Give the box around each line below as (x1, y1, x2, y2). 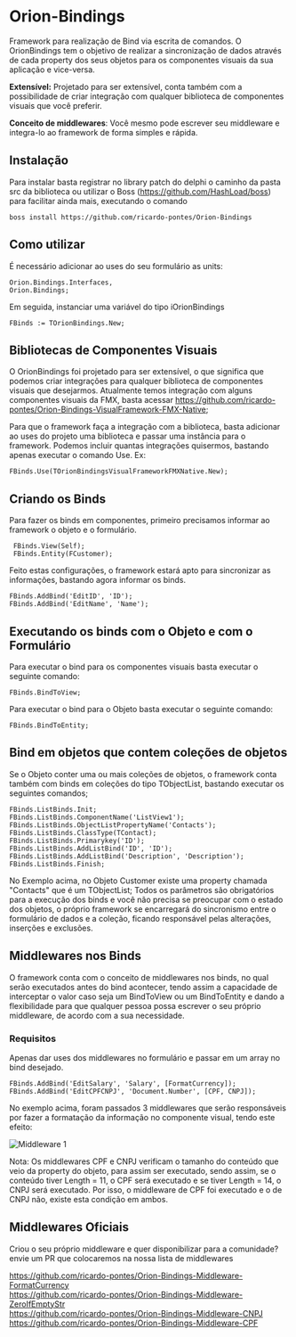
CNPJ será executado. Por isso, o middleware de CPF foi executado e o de (9, 1184, 283, 1195)
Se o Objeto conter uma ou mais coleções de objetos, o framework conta (9, 768, 277, 779)
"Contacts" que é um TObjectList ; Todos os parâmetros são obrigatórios (9, 884, 275, 895)
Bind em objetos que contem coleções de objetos (9, 745, 288, 760)
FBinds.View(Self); (12, 542, 86, 551)
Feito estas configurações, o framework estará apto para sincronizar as (9, 565, 271, 576)
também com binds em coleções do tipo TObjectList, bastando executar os (9, 778, 284, 789)
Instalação (9, 153, 69, 168)
